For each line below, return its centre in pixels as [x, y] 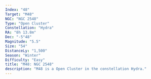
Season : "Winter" [23, 55]
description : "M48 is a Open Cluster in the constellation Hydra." [76, 69]
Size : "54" [16, 46]
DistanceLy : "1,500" [26, 51]
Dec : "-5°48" [19, 37]
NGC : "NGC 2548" [22, 19]
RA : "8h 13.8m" [21, 32]
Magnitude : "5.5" [23, 42]
